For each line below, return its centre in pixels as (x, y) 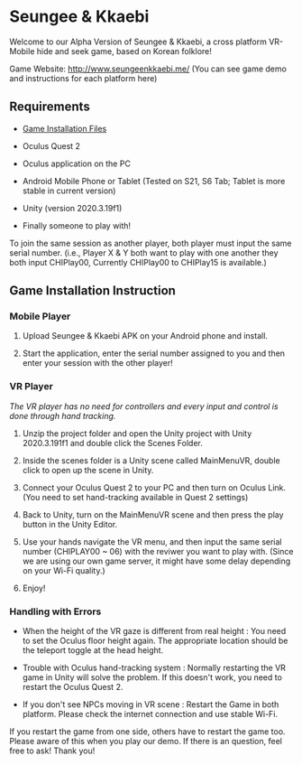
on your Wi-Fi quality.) (64, 570)
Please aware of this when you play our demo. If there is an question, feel (146, 742)
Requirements (50, 107)
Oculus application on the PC (76, 163)
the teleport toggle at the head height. (93, 650)
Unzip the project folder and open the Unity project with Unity (137, 433)
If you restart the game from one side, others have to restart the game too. (147, 732)
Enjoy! (34, 588)
